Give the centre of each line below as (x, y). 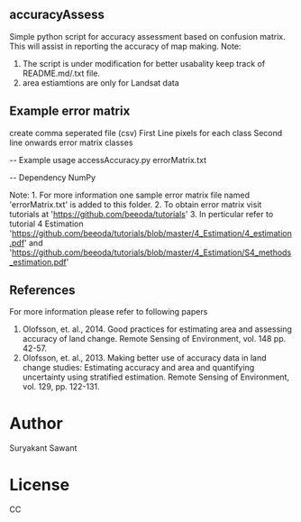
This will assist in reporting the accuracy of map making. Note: (125, 46)
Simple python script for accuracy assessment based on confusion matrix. (147, 36)
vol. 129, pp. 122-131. (61, 387)
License (40, 485)
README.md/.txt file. (61, 73)
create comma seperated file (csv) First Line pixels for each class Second (146, 133)
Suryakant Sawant (43, 448)
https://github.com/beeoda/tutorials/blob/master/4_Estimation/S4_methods (152, 252)
